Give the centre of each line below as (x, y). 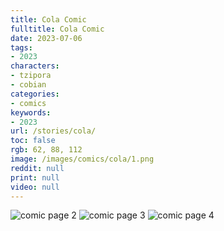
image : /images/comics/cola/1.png (82, 159)
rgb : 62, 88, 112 (46, 150)
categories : (35, 94)
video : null (35, 187)
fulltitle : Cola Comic (57, 29)
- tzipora (31, 76)
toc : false (33, 141)
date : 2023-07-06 (46, 38)
